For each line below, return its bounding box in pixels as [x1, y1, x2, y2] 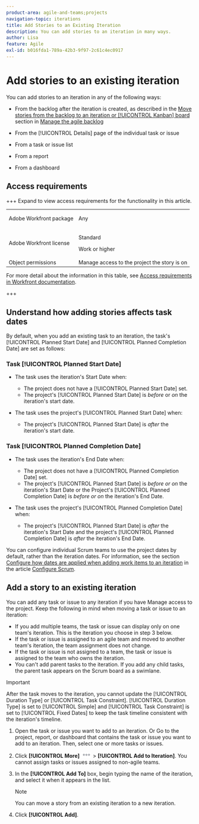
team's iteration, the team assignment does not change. [14, 641, 151, 649]
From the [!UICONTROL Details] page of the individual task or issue [14, 129, 180, 137]
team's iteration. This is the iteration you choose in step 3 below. [14, 629, 173, 636]
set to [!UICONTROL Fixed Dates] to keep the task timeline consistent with [6, 709, 188, 716]
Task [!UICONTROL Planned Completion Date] [6, 442, 141, 450]
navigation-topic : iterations [6, 16, 81, 22]
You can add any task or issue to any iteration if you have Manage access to [6, 598, 193, 606]
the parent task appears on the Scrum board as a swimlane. [14, 667, 162, 674]
